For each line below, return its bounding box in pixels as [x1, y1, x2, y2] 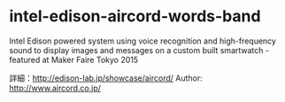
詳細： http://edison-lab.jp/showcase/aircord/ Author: [9, 73, 204, 83]
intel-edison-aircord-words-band [9, 6, 261, 27]
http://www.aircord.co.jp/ [9, 82, 102, 93]
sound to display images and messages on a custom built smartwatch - [9, 44, 270, 55]
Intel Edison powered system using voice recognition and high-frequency [9, 35, 277, 46]
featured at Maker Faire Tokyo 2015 [9, 54, 139, 65]
